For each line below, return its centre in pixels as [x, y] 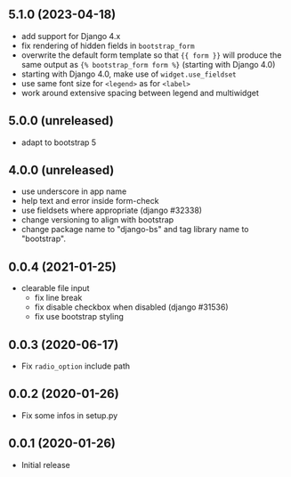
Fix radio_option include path [76, 366]
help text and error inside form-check [90, 201]
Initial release [45, 465]
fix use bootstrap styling [79, 317]
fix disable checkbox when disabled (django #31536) [131, 307]
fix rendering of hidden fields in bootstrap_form [108, 45]
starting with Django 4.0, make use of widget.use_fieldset [129, 74]
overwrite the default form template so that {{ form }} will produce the [151, 55]
